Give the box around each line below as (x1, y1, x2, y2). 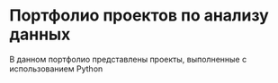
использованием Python (9, 63, 103, 74)
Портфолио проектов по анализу (9, 5, 270, 26)
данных (9, 24, 71, 45)
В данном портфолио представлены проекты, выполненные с (9, 54, 247, 64)
